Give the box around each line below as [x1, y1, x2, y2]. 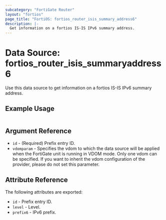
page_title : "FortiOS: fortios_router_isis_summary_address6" [5, 16, 137, 21]
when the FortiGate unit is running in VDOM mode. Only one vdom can [12, 150, 157, 157]
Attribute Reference [5, 176, 68, 184]
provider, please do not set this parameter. [12, 161, 100, 167]
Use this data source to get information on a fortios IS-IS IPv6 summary [5, 85, 152, 91]
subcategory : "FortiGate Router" [5, 7, 75, 12]
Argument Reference [5, 127, 72, 135]
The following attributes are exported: [5, 189, 83, 195]
